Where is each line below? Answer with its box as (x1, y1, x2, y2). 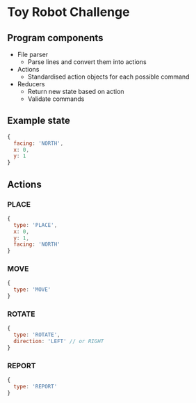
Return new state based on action (27, 88, 124, 95)
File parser (17, 50, 49, 58)
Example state (7, 115, 71, 127)
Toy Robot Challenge (7, 4, 130, 20)
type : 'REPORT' (13, 384, 58, 390)
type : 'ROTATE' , (13, 331, 60, 338)
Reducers (17, 80, 45, 88)
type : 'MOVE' (13, 286, 51, 293)
